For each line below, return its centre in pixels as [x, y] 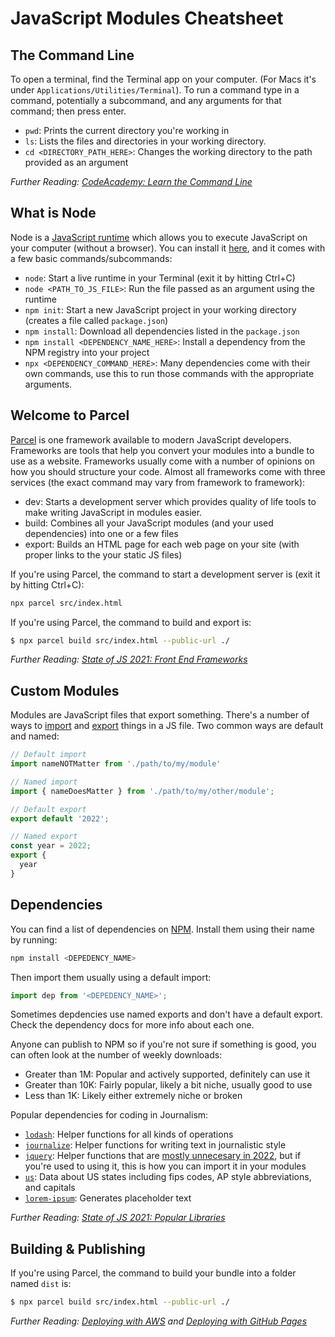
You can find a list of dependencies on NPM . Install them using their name [162, 929]
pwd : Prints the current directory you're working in [127, 130]
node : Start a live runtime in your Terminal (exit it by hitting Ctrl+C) [160, 278]
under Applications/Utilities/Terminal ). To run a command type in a [155, 90]
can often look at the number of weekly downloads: [116, 1055]
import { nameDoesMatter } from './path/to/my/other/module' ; [142, 791]
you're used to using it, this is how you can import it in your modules [165, 1166]
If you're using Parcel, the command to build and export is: [131, 622]
